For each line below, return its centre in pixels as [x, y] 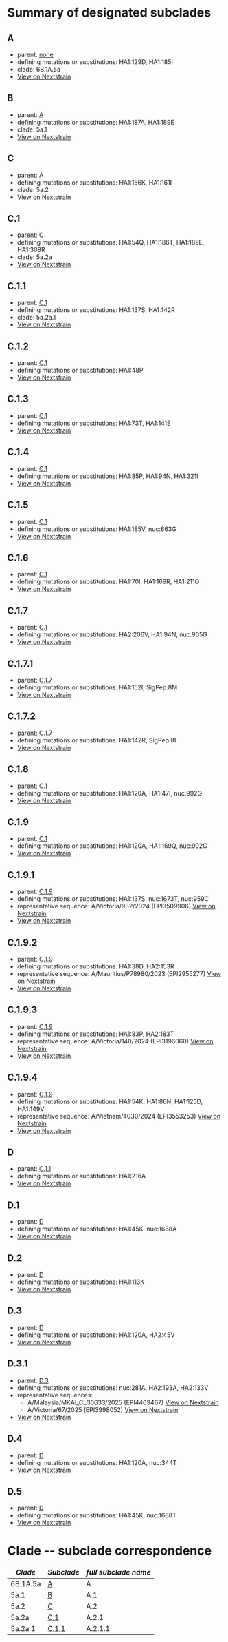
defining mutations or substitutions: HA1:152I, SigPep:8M [97, 687]
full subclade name [118, 1572]
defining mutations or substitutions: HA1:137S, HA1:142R [96, 310]
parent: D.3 [33, 1380]
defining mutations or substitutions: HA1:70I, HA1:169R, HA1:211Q [108, 582]
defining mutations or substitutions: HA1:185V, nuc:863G [96, 529]
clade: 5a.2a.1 [36, 318]
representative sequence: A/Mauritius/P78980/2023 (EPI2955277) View [119, 974]
